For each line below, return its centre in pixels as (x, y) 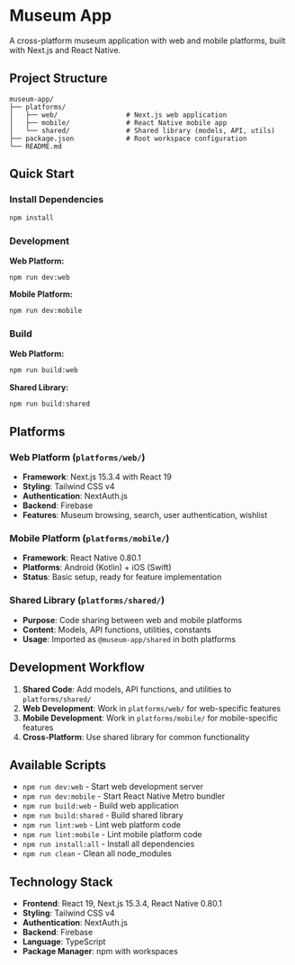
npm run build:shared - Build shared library (103, 816)
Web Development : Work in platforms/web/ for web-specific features (152, 708)
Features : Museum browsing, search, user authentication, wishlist (145, 515)
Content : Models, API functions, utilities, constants (116, 630)
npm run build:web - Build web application (100, 806)
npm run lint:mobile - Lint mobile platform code (112, 835)
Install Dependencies (57, 200)
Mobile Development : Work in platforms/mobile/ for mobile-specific (150, 718)
